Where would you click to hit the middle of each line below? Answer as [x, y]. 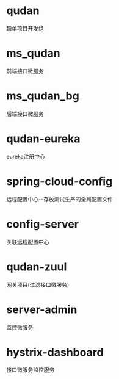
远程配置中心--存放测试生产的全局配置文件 [60, 199]
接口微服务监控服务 [31, 370]
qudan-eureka [43, 139]
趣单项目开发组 [25, 28]
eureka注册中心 [26, 156]
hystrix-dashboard [55, 352]
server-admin [42, 309]
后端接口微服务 [25, 114]
